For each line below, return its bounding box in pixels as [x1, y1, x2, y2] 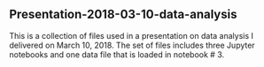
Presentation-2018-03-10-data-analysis [9, 7, 237, 22]
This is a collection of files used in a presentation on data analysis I [9, 30, 254, 41]
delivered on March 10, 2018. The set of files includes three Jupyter [9, 40, 255, 50]
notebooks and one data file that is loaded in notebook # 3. [9, 48, 225, 60]
